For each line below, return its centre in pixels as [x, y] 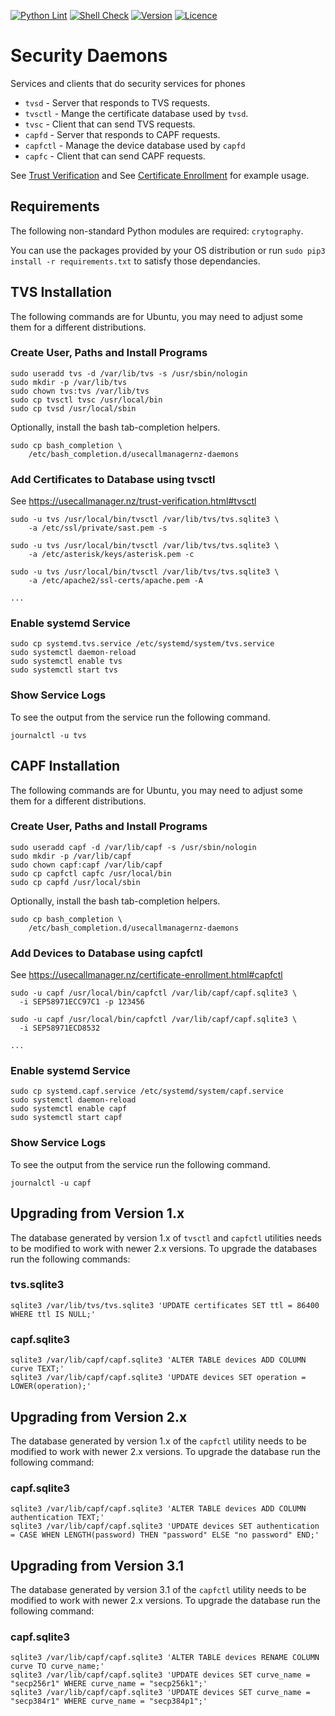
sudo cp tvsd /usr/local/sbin [73, 408]
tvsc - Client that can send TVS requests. [110, 124]
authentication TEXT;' [57, 1518]
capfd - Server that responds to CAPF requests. [122, 134]
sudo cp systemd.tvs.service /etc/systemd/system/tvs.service [142, 644]
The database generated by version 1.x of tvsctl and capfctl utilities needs [166, 1237]
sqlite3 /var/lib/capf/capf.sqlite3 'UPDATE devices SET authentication [165, 1526]
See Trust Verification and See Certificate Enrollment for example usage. [160, 175]
